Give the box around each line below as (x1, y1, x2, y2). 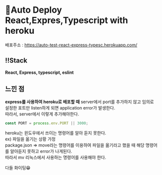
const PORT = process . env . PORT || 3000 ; (5, 121, 89, 126)
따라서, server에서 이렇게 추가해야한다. (5, 111, 80, 117)
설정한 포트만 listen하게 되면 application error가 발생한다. (5, 105, 116, 110)
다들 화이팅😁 (5, 165, 31, 171)
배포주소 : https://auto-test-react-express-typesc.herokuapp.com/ (5, 42, 138, 48)
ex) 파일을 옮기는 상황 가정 (5, 136, 56, 142)
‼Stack (5, 56, 28, 65)
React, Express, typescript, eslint (5, 69, 74, 75)
